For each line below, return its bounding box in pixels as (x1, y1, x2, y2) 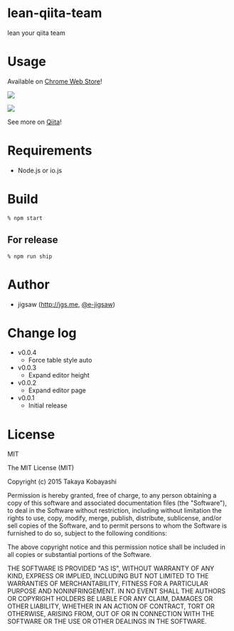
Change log (7, 325, 77, 341)
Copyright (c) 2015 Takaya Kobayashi (7, 477, 117, 486)
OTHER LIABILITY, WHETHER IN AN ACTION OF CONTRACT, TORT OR (7, 602, 215, 610)
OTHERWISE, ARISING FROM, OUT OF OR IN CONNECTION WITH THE (7, 610, 215, 618)
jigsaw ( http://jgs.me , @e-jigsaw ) (17, 300, 116, 308)
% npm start (7, 214, 43, 221)
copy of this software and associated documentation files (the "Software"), (7, 499, 228, 507)
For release (7, 234, 58, 246)
